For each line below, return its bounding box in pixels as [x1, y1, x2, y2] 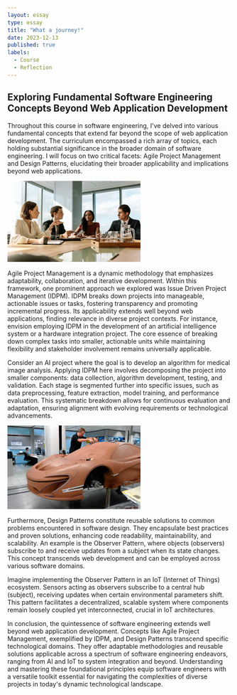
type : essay [7, 18, 43, 26]
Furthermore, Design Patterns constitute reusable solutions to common [7, 516, 215, 524]
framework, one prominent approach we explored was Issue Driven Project [7, 285, 227, 293]
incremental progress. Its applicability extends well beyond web [7, 307, 194, 316]
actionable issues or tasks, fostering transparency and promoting [7, 299, 198, 308]
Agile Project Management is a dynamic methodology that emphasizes [7, 269, 214, 277]
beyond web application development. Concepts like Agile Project [7, 627, 200, 635]
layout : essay [7, 11, 50, 18]
